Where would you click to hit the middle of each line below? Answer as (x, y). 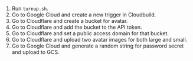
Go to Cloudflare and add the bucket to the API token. (77, 27)
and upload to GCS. (36, 52)
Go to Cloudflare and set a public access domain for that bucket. (90, 33)
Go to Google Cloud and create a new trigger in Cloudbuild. (84, 15)
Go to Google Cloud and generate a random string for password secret (98, 46)
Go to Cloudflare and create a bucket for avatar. (70, 21)
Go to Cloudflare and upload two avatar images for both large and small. (99, 40)
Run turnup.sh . (30, 9)
